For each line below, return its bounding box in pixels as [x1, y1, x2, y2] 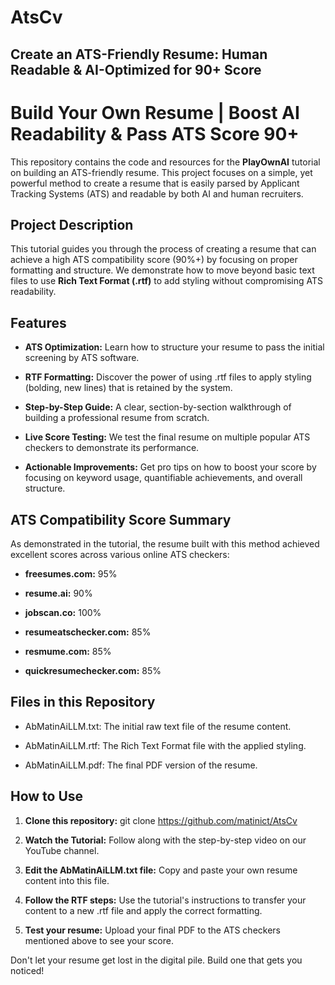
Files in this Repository [10, 694, 156, 711]
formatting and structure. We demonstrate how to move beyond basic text [10, 264, 315, 276]
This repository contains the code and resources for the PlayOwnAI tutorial [10, 156, 321, 168]
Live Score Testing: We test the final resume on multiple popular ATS [24, 431, 311, 443]
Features [10, 314, 67, 331]
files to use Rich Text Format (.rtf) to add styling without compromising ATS [10, 275, 324, 287]
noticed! [10, 964, 45, 976]
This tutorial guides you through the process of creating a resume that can [10, 243, 317, 255]
